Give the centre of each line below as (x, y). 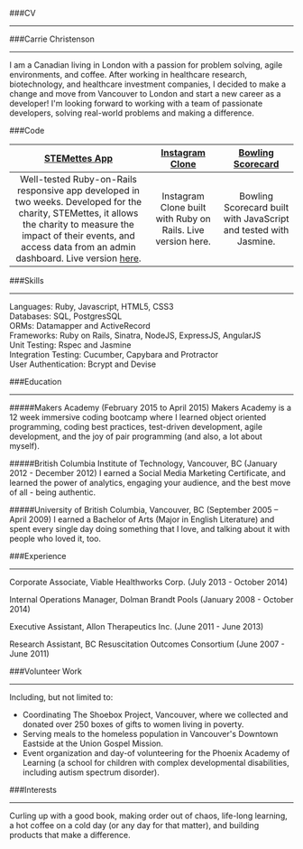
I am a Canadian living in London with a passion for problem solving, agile (146, 65)
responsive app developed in (78, 191)
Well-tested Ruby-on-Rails (78, 179)
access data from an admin (79, 247)
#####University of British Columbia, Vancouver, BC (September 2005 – (144, 510)
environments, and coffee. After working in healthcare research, (129, 75)
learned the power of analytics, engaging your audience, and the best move (150, 483)
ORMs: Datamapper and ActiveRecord (80, 326)
